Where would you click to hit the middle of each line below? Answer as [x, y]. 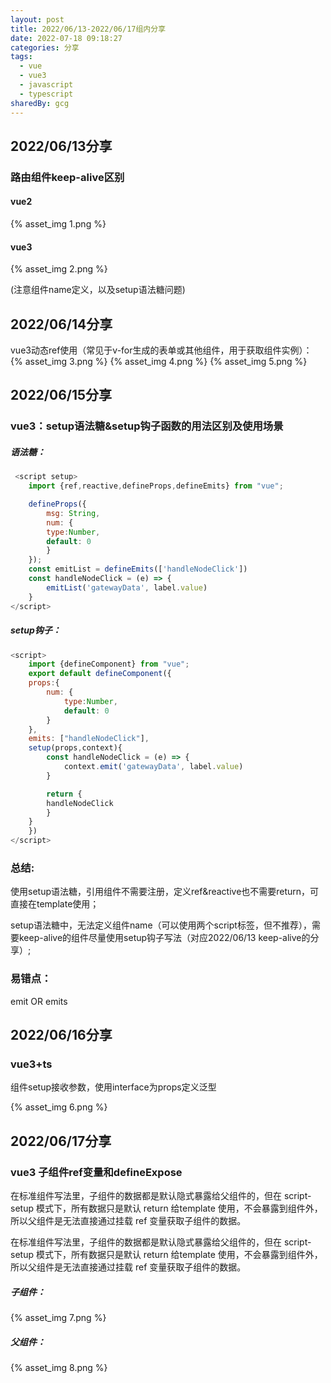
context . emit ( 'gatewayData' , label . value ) [153, 767]
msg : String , [73, 513]
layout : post [37, 19]
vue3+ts [31, 1064]
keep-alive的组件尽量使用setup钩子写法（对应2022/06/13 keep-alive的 [164, 938]
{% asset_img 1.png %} [58, 224]
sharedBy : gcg [40, 103]
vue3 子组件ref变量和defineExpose [96, 1172]
